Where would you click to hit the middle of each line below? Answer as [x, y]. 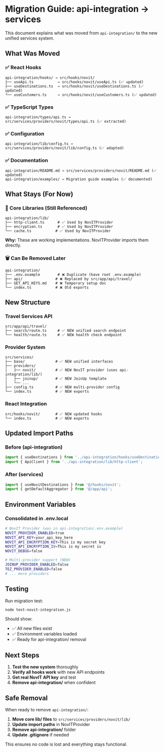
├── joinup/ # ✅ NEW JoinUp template [60, 379]
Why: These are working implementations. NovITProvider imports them [77, 240]
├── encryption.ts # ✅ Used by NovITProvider [59, 227]
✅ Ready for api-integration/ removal [49, 639]
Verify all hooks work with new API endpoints [58, 672]
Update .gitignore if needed [41, 735]
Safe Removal [26, 698]
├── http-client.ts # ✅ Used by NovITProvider [59, 223]
